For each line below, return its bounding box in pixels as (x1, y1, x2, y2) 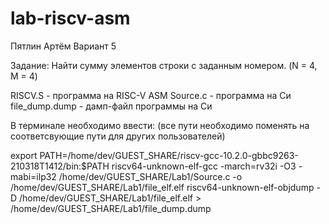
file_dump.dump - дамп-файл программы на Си (10, 100, 213, 112)
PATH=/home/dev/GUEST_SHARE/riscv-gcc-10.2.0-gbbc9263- (39, 149, 299, 161)
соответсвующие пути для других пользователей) (10, 130, 226, 142)
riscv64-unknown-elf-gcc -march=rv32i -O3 (111, 160, 297, 172)
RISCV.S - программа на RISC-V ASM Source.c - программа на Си (10, 89, 292, 101)
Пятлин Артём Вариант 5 (10, 40, 117, 52)
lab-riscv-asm (10, 7, 131, 30)
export (10, 149, 38, 161)
